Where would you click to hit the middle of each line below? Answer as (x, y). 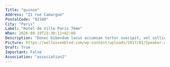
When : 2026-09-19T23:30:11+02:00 (40, 33)
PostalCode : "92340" (27, 19)
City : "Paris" (20, 24)
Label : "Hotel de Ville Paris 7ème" (44, 29)
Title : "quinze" (22, 10)
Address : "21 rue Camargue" (35, 15)
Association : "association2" (36, 57)
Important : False (24, 52)
